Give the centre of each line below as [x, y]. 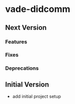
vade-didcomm [38, 9]
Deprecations [22, 68]
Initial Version [27, 84]
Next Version [26, 28]
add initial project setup [37, 97]
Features [16, 42]
